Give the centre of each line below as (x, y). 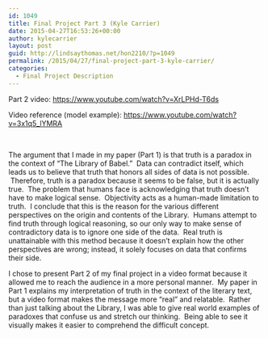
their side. (25, 258)
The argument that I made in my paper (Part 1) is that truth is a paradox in (130, 154)
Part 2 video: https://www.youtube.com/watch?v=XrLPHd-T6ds (114, 99)
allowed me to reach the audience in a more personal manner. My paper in (133, 282)
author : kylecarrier (43, 38)
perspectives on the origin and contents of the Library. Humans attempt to (132, 214)
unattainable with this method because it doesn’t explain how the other (126, 240)
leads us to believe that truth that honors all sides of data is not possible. (129, 171)
